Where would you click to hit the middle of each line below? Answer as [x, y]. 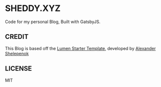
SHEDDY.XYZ [33, 8]
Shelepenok [17, 53]
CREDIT [17, 37]
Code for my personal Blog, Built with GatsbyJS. [53, 22]
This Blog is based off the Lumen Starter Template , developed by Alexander [80, 48]
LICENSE [19, 68]
